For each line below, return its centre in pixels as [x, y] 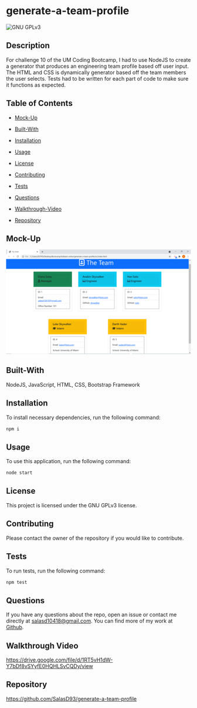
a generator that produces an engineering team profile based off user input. [98, 66]
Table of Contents [40, 103]
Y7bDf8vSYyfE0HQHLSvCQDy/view [50, 666]
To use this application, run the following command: [69, 461]
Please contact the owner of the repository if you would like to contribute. [95, 538]
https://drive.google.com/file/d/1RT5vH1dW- [60, 660]
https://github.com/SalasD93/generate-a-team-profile [72, 699]
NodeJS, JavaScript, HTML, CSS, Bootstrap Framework [73, 384]
